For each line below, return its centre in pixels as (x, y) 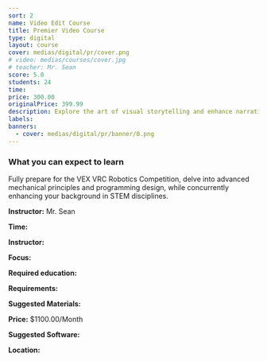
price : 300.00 (32, 97)
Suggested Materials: (44, 304)
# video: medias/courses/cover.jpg (67, 60)
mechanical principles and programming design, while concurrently (118, 187)
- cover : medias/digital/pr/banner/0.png (85, 134)
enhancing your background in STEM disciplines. (89, 196)
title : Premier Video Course (56, 30)
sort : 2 (21, 16)
